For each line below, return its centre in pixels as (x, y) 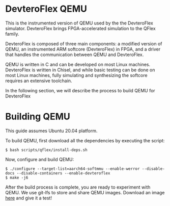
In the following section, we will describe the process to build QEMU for (80, 90)
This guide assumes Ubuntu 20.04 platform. (51, 131)
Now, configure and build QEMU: (40, 159)
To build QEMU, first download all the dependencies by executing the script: (85, 140)
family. (12, 34)
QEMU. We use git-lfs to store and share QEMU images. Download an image (85, 192)
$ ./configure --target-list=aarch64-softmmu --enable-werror (73, 169)
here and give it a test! (29, 198)
